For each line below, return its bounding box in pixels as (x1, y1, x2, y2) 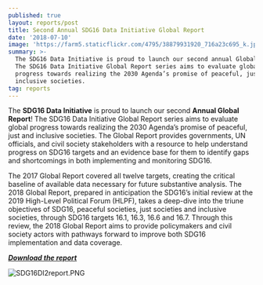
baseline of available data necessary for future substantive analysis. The (8, 180, 243, 189)
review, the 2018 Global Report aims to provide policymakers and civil (8, 221, 232, 231)
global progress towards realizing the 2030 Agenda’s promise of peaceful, (8, 122, 248, 132)
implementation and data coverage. (8, 238, 123, 247)
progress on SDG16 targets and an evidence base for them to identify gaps (8, 148, 250, 157)
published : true (8, 11, 61, 20)
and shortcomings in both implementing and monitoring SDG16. (8, 156, 213, 166)
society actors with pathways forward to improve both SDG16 (8, 229, 206, 239)
